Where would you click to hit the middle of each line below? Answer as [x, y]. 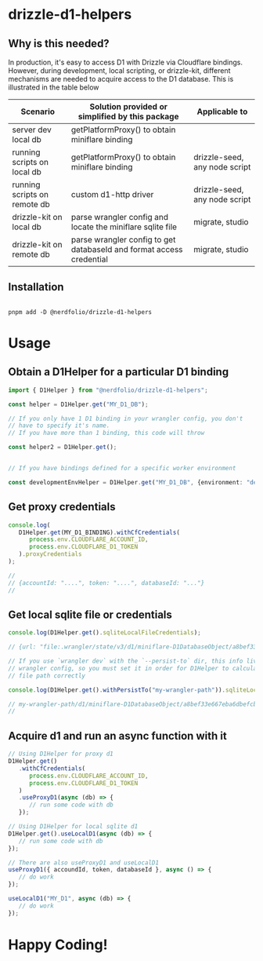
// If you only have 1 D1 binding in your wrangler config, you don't [126, 418]
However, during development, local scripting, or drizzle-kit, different [119, 71]
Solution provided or [129, 106]
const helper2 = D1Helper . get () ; [63, 448]
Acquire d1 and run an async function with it [117, 736]
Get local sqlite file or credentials [90, 614]
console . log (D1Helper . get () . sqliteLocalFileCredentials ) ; [104, 633]
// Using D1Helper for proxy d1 [61, 754]
